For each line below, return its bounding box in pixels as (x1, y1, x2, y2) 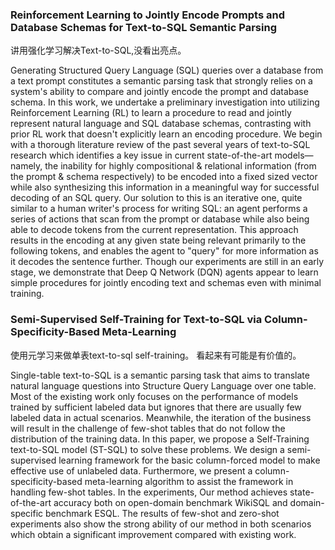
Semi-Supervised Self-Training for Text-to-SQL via (10, 313, 263, 327)
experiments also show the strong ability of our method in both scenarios (10, 518, 312, 530)
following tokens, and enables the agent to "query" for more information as (10, 245, 319, 257)
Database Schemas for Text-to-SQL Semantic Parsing (10, 20, 277, 34)
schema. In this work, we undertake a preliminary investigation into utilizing (10, 96, 320, 108)
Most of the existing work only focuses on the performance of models (10, 390, 299, 402)
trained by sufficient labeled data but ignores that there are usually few (10, 401, 302, 413)
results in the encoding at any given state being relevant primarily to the (10, 234, 307, 247)
